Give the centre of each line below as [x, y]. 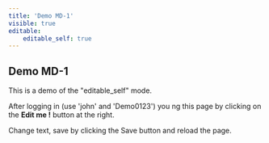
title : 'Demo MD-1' [41, 16]
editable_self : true [57, 38]
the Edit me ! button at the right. [61, 115]
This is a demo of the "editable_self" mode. [80, 90]
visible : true [32, 23]
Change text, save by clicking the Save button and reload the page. [120, 131]
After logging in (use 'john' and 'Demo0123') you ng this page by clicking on [135, 107]
